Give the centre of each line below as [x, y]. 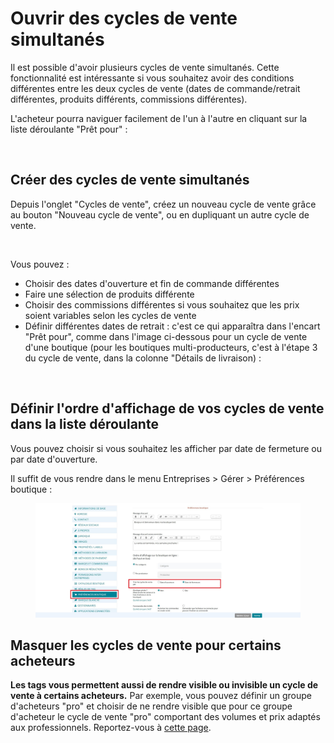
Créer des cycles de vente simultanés [130, 180]
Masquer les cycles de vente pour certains [146, 645]
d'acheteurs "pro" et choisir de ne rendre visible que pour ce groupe [151, 706]
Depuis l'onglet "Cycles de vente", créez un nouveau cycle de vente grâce [163, 204]
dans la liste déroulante [84, 424]
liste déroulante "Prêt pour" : [69, 129]
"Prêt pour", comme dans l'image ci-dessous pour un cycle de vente [166, 336]
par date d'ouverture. [54, 459]
